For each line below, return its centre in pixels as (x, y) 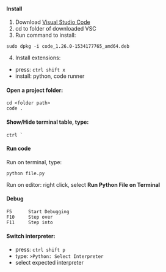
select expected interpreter (49, 263)
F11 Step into (30, 223)
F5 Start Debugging (38, 212)
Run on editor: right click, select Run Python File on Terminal (83, 184)
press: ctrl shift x (40, 70)
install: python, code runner (50, 76)
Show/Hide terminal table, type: (48, 122)
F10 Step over (30, 217)
